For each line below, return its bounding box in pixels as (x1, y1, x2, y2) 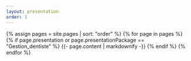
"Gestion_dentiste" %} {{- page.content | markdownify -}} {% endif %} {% (6, 42, 186, 50)
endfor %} (6, 49, 31, 56)
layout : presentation (6, 8, 59, 15)
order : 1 (6, 14, 28, 20)
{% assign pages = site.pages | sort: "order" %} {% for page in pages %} (6, 30, 183, 37)
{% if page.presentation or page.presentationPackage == (6, 36, 145, 43)
